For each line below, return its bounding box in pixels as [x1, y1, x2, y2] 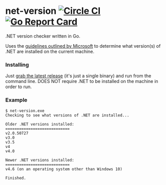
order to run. [5, 84, 32, 90]
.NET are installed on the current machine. [5, 48, 95, 54]
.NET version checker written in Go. [5, 33, 80, 39]
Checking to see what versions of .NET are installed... [5, 113, 130, 118]
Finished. [5, 175, 27, 180]
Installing [5, 61, 29, 68]
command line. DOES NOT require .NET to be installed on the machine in [5, 78, 159, 85]
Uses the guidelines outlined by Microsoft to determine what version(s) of [5, 43, 161, 49]
